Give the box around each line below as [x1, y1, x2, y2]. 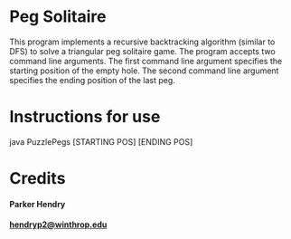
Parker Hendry [9, 198, 66, 209]
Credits [9, 168, 66, 189]
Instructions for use [9, 107, 161, 128]
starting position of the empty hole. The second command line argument [9, 65, 279, 76]
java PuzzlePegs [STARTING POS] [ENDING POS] [9, 136, 193, 147]
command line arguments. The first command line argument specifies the [9, 55, 283, 66]
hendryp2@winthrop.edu [9, 219, 108, 230]
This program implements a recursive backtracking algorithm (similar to [9, 36, 276, 47]
